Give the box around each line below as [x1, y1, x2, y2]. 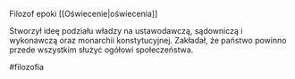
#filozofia [9, 62, 45, 72]
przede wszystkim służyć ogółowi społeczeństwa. [9, 44, 194, 55]
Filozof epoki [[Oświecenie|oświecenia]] [9, 9, 158, 19]
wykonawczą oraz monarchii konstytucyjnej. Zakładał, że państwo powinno [9, 36, 287, 45]
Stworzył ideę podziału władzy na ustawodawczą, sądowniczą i [9, 26, 243, 36]
